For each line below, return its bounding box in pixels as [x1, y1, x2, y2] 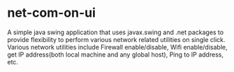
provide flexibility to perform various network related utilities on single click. [7, 35, 226, 43]
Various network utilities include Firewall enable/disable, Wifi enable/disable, [7, 43, 228, 51]
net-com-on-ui [7, 5, 96, 21]
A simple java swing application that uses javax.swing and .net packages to [7, 28, 224, 36]
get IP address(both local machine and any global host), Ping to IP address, [7, 50, 224, 59]
